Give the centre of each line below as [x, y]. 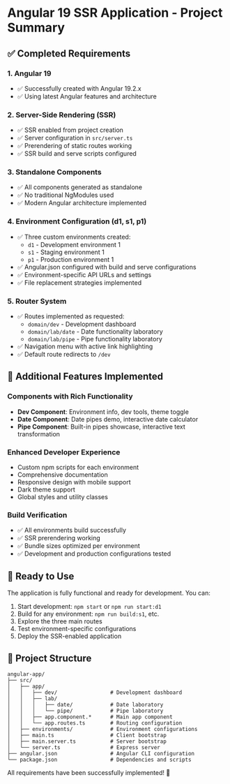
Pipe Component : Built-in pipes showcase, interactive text [101, 427]
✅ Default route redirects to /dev [64, 355]
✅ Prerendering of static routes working [75, 146]
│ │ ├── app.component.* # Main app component [90, 717]
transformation [39, 434]
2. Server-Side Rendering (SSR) [62, 114]
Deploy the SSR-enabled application [69, 636]
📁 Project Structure [49, 658]
